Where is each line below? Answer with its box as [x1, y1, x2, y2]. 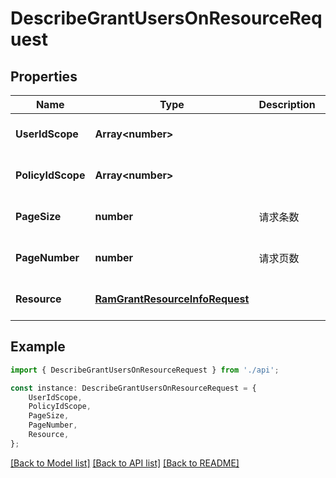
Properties [10, 68, 78, 85]
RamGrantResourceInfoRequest [94, 292, 250, 306]
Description [258, 98, 316, 111]
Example [10, 338, 66, 356]
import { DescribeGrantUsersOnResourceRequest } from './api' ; [10, 365, 280, 375]
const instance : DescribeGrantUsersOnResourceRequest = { [10, 383, 257, 393]
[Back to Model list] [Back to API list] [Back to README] [10, 457, 240, 469]
